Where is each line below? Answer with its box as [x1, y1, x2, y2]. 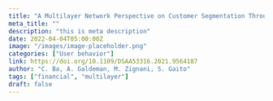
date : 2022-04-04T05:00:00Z [8, 34, 104, 43]
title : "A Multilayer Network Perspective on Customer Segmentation [8, 11, 245, 20]
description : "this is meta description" [8, 27, 151, 35]
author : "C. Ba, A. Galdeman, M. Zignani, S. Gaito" [8, 65, 191, 73]
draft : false [8, 80, 53, 88]
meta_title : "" [8, 20, 60, 28]
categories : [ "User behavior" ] [8, 50, 115, 58]
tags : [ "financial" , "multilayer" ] [8, 72, 129, 81]
